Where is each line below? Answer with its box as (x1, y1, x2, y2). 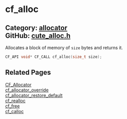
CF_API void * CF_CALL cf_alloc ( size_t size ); (5, 54, 102, 59)
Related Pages (5, 68, 51, 77)
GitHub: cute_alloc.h (5, 31, 71, 40)
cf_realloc (5, 97, 26, 103)
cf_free (5, 103, 20, 109)
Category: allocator (5, 24, 68, 32)
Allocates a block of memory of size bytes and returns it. (5, 45, 123, 51)
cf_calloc (5, 108, 24, 114)
